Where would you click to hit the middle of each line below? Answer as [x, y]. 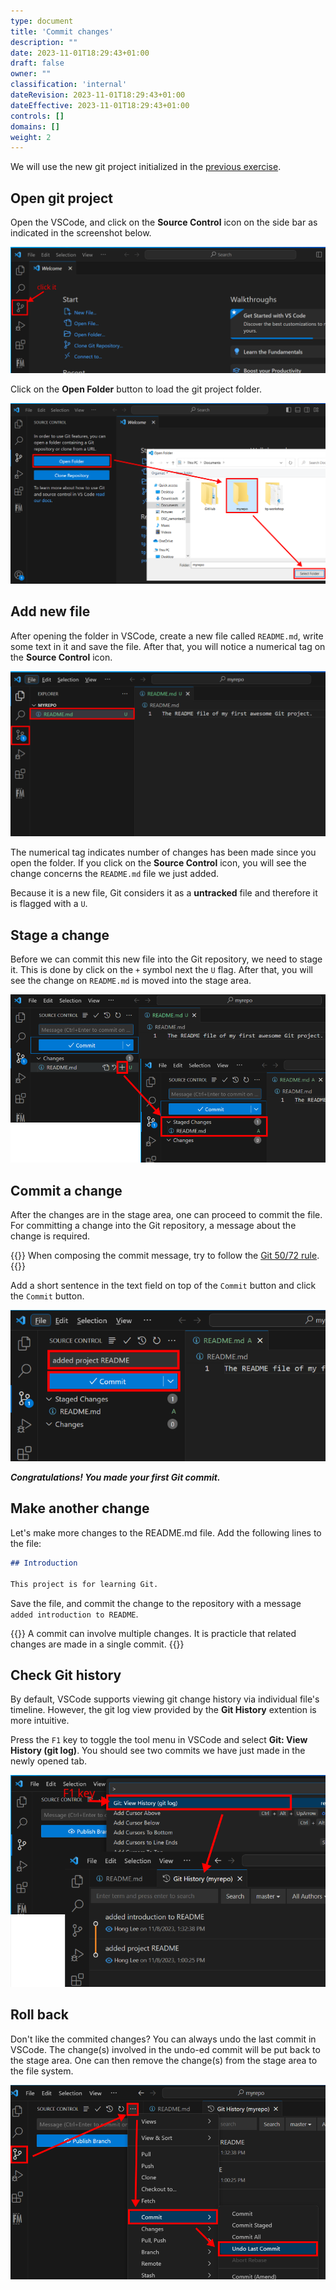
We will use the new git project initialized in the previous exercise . [146, 167]
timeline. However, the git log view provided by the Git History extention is [163, 1710]
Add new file [50, 611]
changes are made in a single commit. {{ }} [97, 1644]
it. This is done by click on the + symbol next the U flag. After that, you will [161, 970]
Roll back [39, 2015]
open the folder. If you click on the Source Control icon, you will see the [158, 863]
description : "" [44, 42]
